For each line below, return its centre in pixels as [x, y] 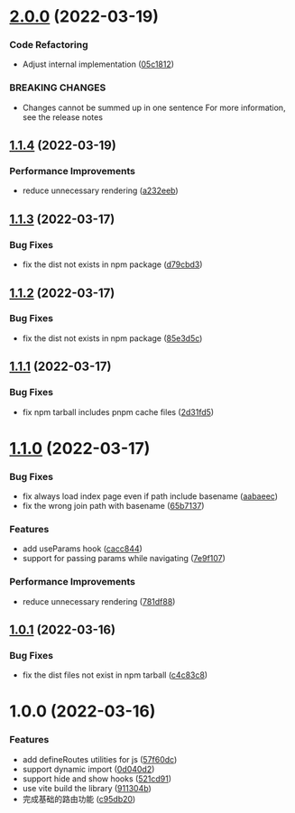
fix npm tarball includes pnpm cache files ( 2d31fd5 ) [118, 411]
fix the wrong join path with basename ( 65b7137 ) [113, 506]
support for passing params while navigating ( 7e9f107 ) [124, 559]
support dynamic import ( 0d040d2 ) [88, 769]
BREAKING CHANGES [58, 88]
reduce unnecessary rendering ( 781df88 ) [99, 601]
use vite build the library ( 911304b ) [87, 788]
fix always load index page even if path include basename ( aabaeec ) [150, 496]
